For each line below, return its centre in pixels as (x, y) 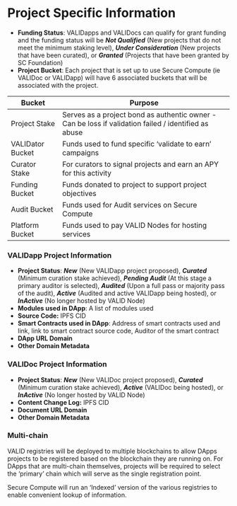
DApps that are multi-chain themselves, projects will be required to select (114, 466)
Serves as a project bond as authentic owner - (140, 115)
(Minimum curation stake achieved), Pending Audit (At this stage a (114, 278)
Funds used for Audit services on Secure (130, 205)
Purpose (144, 103)
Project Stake (33, 123)
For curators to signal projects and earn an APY (141, 164)
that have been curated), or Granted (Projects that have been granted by (123, 55)
